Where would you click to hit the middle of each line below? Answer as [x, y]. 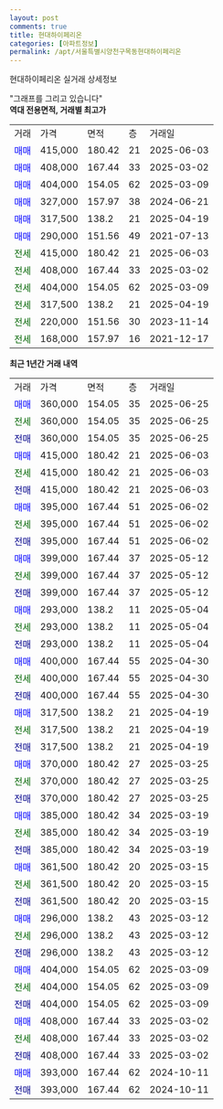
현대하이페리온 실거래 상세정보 [64, 80]
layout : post [34, 18]
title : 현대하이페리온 [46, 35]
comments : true [38, 27]
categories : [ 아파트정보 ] [54, 43]
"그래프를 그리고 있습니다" [56, 99]
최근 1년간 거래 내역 [44, 364]
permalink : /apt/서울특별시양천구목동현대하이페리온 [96, 52]
